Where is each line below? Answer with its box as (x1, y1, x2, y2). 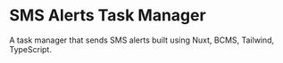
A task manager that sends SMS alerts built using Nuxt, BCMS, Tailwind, (9, 35, 275, 45)
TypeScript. (9, 43, 52, 54)
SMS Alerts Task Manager (9, 5, 207, 26)
